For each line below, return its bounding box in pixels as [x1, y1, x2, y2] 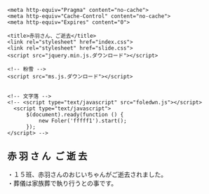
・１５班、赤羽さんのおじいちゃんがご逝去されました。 [7, 170, 167, 179]
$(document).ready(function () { [25, 111, 124, 118]
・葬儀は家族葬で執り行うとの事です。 [7, 179, 118, 187]
